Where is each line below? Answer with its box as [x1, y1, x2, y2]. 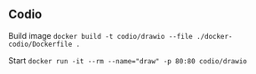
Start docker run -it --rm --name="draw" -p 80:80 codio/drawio [8, 55, 248, 65]
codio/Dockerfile [8, 40, 73, 48]
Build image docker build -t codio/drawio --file [8, 30, 193, 41]
